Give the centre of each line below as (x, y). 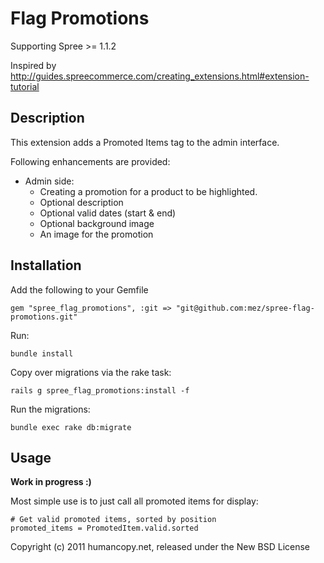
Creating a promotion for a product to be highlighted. (148, 191)
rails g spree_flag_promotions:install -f (100, 390)
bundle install (42, 353)
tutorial (25, 86)
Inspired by (33, 65)
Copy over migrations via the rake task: (91, 372)
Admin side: (49, 181)
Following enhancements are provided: (90, 161)
